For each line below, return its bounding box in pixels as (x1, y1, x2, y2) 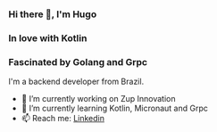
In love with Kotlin (8, 31, 88, 44)
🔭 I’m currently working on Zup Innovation (21, 94, 176, 104)
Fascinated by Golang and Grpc (8, 55, 148, 68)
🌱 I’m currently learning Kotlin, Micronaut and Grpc (21, 103, 209, 114)
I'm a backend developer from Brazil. (8, 76, 145, 87)
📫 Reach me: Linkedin (21, 113, 104, 124)
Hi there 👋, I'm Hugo (8, 8, 97, 21)
